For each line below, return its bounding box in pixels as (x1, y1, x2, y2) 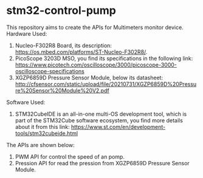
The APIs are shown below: (6, 141, 75, 148)
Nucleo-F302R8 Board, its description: (15, 42, 112, 49)
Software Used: (6, 98, 46, 106)
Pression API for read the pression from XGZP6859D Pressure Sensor (15, 159, 190, 166)
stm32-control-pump (6, 4, 117, 18)
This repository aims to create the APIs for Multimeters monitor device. (6, 24, 184, 31)
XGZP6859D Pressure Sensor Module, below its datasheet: (15, 74, 163, 81)
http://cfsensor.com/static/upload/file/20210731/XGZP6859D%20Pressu (15, 80, 197, 88)
